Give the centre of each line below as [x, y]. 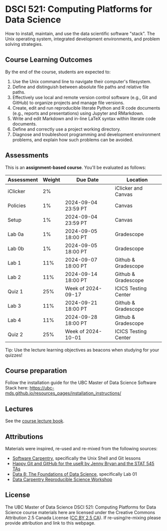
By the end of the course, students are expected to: [58, 72]
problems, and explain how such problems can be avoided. [73, 139]
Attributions [24, 437]
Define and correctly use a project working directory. [66, 129]
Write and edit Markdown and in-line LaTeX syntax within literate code [84, 119]
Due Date [87, 179]
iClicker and [129, 188]
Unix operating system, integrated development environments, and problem [83, 39]
